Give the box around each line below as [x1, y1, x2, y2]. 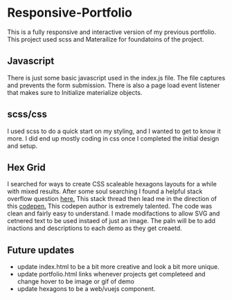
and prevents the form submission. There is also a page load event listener [7, 81, 220, 89]
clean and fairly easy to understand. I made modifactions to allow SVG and [7, 209, 220, 218]
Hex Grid [7, 161, 46, 173]
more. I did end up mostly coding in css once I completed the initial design [7, 134, 220, 143]
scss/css [7, 109, 47, 121]
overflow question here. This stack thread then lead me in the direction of [7, 195, 217, 203]
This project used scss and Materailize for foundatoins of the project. [7, 35, 204, 43]
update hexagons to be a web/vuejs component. [17, 285, 156, 293]
